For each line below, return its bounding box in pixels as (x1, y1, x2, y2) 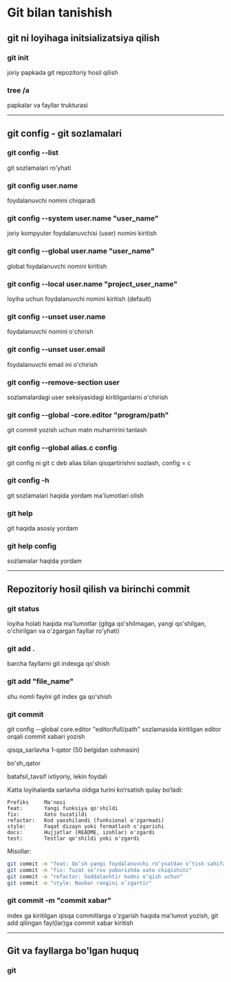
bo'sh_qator (7, 759, 41, 767)
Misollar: (7, 847, 32, 855)
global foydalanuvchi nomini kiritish (7, 262, 107, 270)
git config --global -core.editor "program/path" (7, 410, 169, 420)
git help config (7, 542, 57, 551)
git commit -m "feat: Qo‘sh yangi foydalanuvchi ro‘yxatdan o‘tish (7, 860, 205, 867)
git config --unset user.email (7, 345, 105, 355)
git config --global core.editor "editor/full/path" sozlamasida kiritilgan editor (7, 725, 221, 733)
